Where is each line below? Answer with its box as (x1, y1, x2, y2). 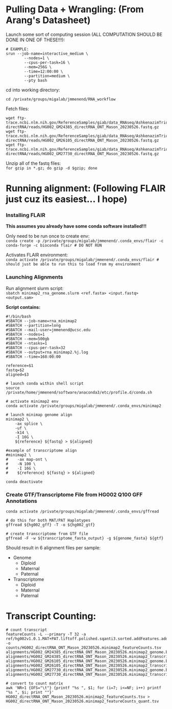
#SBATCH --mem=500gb (6, 336, 50, 341)
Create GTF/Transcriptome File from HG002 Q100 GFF (6, 491, 143, 498)
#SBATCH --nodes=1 (6, 332, 45, 337)
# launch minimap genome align (6, 412, 72, 417)
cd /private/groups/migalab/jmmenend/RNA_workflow (6, 96, 116, 102)
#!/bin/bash (6, 314, 31, 319)
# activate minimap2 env (6, 399, 59, 404)
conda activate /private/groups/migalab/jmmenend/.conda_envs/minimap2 (6, 403, 161, 408)
